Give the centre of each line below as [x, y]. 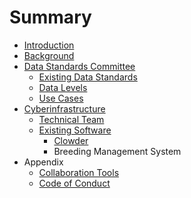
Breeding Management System [117, 151]
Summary [50, 17]
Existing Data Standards [88, 77]
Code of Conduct [74, 183]
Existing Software [75, 130]
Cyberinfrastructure [64, 108]
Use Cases [61, 98]
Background [49, 55]
